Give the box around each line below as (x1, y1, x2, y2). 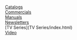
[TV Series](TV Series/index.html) (5, 25, 73, 30)
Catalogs (5, 4, 23, 10)
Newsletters (5, 19, 29, 25)
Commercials (5, 9, 31, 15)
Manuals (5, 14, 22, 20)
